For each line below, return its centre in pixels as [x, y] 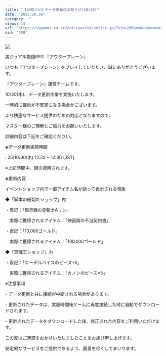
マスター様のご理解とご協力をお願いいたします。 [55, 126]
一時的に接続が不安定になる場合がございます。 [53, 105]
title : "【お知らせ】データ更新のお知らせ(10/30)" [52, 10]
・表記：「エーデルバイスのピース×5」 [43, 262]
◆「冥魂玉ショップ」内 [29, 252]
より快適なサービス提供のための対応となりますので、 [59, 115]
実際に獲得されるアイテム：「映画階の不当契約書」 [60, 220]
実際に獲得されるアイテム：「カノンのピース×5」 [58, 273]
